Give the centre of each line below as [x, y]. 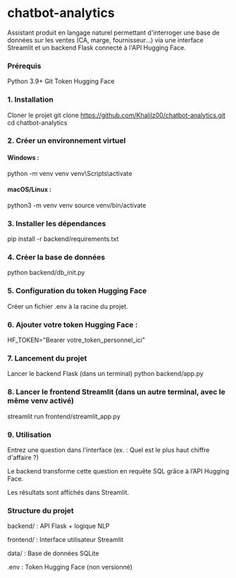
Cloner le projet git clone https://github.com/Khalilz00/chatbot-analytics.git [116, 115]
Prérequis [24, 66]
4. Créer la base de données [56, 257]
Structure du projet [41, 510]
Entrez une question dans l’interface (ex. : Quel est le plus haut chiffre [108, 449]
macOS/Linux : [29, 189]
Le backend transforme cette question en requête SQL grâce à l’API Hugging [118, 471]
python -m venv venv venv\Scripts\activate [70, 173]
